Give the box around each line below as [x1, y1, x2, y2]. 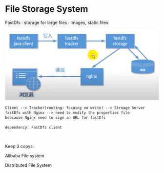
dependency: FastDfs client [5, 125, 62, 130]
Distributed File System [5, 162, 52, 168]
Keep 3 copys [5, 143, 33, 149]
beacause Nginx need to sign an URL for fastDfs [5, 115, 106, 120]
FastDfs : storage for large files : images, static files [5, 20, 108, 25]
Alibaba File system [5, 152, 45, 158]
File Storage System [5, 3, 88, 15]
